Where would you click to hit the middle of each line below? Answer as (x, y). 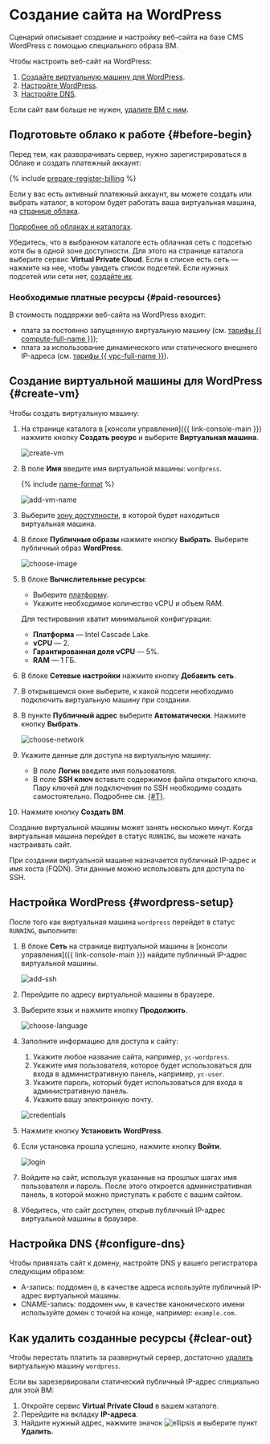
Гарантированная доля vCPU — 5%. (96, 651)
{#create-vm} (45, 394)
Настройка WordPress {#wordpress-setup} (122, 903)
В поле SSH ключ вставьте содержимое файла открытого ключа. (145, 779)
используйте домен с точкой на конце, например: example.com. (129, 1313)
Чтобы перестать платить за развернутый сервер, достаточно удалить (131, 1358)
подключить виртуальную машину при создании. (106, 699)
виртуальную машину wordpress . (65, 1366)
